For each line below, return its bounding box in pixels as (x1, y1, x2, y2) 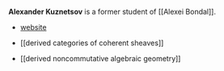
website (19, 23, 47, 31)
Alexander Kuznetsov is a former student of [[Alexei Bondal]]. (8, 7, 217, 16)
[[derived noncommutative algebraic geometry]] (19, 54, 181, 63)
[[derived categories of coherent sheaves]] (19, 38, 164, 48)
